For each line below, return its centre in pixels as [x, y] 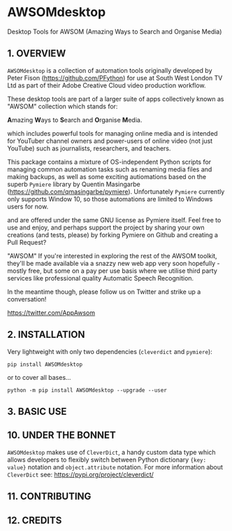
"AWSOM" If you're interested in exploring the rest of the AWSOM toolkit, [113, 255]
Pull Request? [27, 242]
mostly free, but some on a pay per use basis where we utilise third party [113, 271]
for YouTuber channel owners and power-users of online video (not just [110, 141]
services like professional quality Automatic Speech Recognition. [101, 278]
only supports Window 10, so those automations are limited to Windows [110, 199]
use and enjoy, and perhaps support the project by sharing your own [106, 227]
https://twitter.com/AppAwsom [51, 313]
